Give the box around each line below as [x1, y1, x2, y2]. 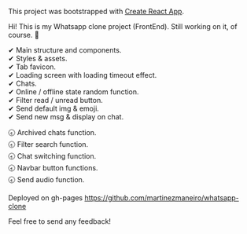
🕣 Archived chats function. [8, 128, 97, 137]
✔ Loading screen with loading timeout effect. [8, 71, 157, 79]
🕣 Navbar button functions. [8, 163, 98, 172]
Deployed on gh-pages [8, 193, 83, 203]
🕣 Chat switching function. [8, 152, 97, 160]
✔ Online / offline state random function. [8, 87, 139, 97]
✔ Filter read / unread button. [8, 96, 104, 104]
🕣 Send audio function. [8, 175, 85, 184]
